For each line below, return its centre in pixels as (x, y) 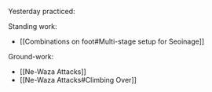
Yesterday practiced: (42, 11)
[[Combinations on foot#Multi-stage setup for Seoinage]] (112, 41)
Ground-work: (31, 57)
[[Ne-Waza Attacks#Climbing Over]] (78, 80)
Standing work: (33, 26)
